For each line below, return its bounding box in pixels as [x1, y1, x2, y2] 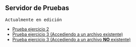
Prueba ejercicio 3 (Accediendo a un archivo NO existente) [12, 36, 131, 42]
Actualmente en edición [5, 17, 62, 23]
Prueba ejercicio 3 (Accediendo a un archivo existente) [12, 31, 123, 37]
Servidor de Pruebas [5, 4, 69, 12]
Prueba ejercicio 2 [12, 26, 49, 32]
